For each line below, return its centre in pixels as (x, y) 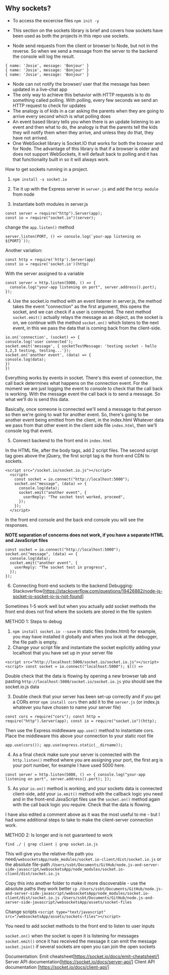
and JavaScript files (27, 540)
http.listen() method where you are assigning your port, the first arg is (88, 760)
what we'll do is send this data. (37, 399)
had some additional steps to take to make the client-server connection (79, 820)
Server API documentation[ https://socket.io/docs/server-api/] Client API (80, 962)
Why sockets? (28, 8)
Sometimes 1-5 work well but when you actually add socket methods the (80, 606)
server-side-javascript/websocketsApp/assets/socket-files (69, 902)
